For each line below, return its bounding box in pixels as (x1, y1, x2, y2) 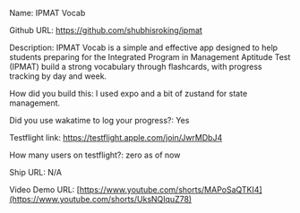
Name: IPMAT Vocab (9, 8, 86, 18)
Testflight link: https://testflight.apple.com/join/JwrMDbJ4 (9, 132, 223, 142)
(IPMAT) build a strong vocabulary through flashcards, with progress (9, 62, 262, 72)
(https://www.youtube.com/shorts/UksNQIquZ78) (9, 194, 193, 204)
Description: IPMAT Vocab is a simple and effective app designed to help (9, 42, 279, 53)
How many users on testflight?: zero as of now (9, 149, 181, 160)
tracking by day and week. (9, 71, 107, 81)
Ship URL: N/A (9, 167, 63, 177)
